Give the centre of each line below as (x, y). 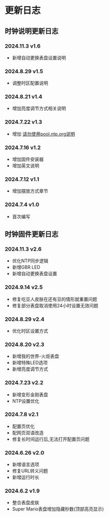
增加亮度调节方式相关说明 (39, 109)
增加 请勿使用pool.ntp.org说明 (43, 134)
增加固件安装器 (28, 159)
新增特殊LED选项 (30, 363)
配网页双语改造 (28, 432)
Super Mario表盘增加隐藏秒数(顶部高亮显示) (58, 509)
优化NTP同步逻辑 (30, 261)
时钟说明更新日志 (32, 31)
